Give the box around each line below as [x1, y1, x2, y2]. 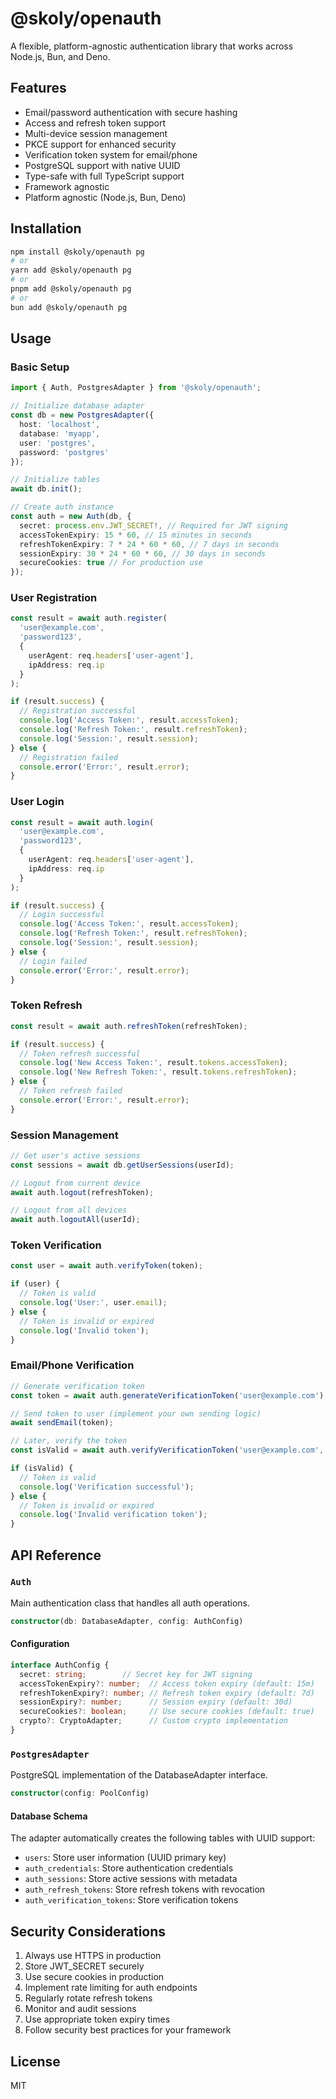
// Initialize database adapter [10, 401, 145, 411]
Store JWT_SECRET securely [24, 1960, 145, 1972]
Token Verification [10, 1238, 102, 1252]
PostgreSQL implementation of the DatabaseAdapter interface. [10, 1769, 268, 1781]
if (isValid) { [10, 1463, 74, 1474]
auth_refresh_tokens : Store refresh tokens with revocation [24, 1883, 266, 1896]
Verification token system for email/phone [24, 148, 198, 161]
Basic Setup [10, 360, 70, 374]
